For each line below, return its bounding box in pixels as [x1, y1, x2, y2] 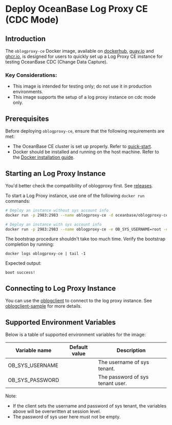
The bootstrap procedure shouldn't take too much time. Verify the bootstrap [5, 236, 165, 242]
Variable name [15, 347, 52, 354]
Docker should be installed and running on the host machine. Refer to [12, 149, 160, 155]
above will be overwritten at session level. [12, 408, 101, 415]
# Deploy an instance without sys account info [5, 208, 109, 213]
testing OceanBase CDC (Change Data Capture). [5, 59, 108, 65]
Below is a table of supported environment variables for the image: [5, 331, 146, 338]
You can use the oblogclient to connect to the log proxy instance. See [5, 297, 152, 304]
